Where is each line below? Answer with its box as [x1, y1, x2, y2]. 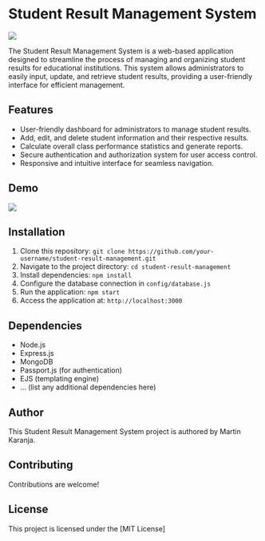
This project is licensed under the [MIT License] [8, 523, 166, 533]
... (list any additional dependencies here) [19, 382, 156, 392]
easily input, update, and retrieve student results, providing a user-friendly [8, 71, 253, 81]
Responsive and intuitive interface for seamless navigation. [19, 158, 214, 168]
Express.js [19, 349, 54, 358]
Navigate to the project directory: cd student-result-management [19, 262, 231, 271]
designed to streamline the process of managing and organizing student [8, 54, 246, 64]
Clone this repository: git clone [19, 247, 125, 256]
